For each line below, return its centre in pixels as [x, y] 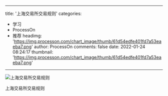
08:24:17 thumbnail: [33, 52]
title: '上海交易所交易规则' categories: [43, 13]
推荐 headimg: [27, 36]
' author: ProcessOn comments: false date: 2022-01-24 [88, 46]
